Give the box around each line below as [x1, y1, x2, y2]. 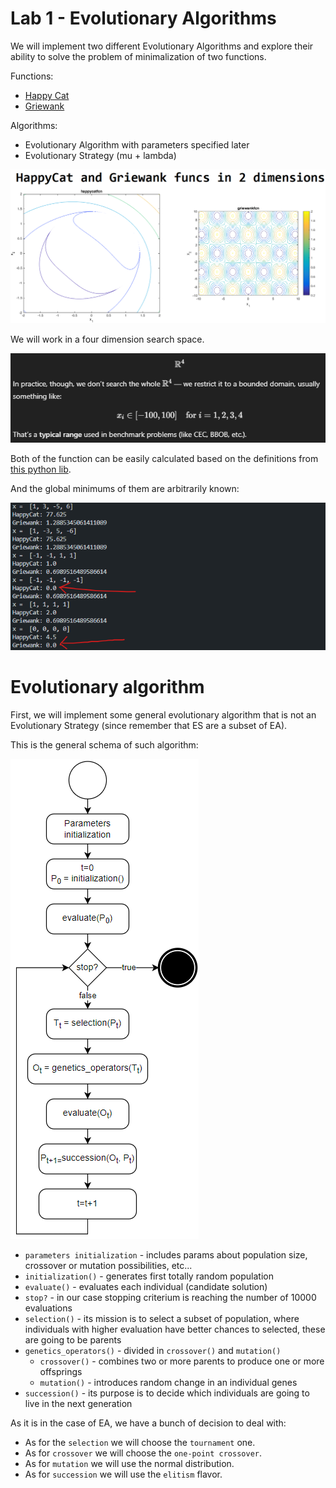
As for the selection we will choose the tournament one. [24, 1436, 256, 1448]
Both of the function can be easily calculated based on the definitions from [10, 452, 319, 464]
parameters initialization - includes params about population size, [24, 1248, 308, 1261]
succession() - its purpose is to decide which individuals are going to [24, 1387, 310, 1399]
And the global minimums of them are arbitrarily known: [10, 482, 240, 494]
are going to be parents [24, 1333, 122, 1346]
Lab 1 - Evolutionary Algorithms [10, 7, 277, 30]
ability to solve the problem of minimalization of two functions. [10, 50, 267, 62]
